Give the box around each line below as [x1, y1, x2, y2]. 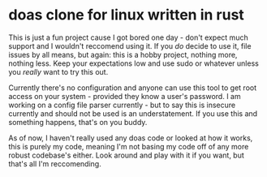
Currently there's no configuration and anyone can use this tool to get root [8, 83, 257, 93]
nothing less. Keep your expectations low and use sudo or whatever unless [8, 58, 260, 68]
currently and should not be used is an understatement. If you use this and [8, 108, 258, 119]
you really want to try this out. [8, 67, 109, 76]
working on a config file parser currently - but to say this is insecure [8, 100, 236, 110]
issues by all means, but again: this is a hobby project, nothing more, [8, 50, 238, 59]
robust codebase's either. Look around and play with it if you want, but [8, 150, 245, 160]
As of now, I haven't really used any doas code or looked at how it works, [8, 132, 253, 143]
